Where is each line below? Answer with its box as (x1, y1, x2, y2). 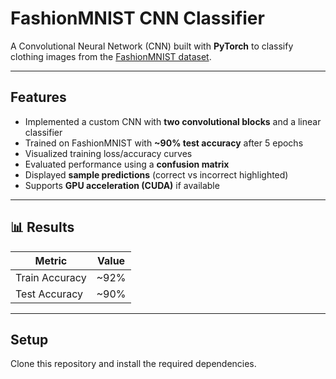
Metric (34, 253, 68, 267)
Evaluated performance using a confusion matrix (24, 158, 230, 170)
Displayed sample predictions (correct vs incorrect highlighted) (24, 168, 289, 181)
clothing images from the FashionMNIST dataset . (10, 50, 212, 62)
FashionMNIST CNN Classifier (10, 7, 265, 30)
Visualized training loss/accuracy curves (24, 147, 193, 159)
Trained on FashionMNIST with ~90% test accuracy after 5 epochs (24, 137, 304, 149)
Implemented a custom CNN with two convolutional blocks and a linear (24, 115, 322, 127)
